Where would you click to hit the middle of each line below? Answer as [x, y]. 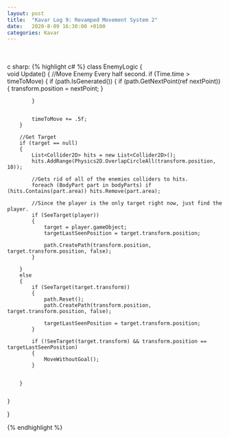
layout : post [26, 13]
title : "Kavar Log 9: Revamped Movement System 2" [82, 20]
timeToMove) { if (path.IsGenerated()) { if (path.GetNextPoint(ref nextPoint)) [114, 81]
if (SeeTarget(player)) [65, 216]
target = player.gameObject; [85, 227]
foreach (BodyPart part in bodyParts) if [92, 185]
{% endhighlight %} [35, 428]
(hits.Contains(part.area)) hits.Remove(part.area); [84, 192]
